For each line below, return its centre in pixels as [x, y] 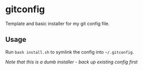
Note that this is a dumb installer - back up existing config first [71, 62]
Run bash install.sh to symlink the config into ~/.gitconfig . [70, 52]
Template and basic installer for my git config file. [58, 24]
